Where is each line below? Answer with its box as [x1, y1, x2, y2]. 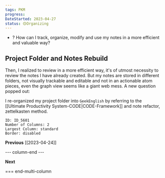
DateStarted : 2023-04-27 [5, 16, 56, 21]
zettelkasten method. [5, 108, 48, 114]
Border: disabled [5, 131, 41, 136]
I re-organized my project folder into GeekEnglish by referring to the [5, 98, 142, 104]
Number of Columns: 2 [5, 122, 50, 128]
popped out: [5, 89, 31, 94]
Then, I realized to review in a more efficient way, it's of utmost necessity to [5, 67, 159, 73]
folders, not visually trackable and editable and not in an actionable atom [5, 78, 153, 84]
